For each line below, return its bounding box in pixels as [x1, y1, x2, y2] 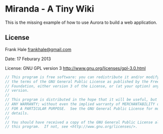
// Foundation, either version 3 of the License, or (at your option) [5, 84, 151, 88]
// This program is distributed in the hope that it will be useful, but [5, 97, 158, 102]
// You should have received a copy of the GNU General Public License [5, 120, 153, 125]
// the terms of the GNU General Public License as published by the [5, 79, 149, 84]
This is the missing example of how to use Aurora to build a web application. [5, 19, 158, 25]
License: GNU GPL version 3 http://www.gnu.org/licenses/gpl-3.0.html [5, 65, 146, 71]
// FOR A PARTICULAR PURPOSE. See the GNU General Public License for [5, 106, 153, 111]
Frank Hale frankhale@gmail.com [5, 46, 72, 52]
